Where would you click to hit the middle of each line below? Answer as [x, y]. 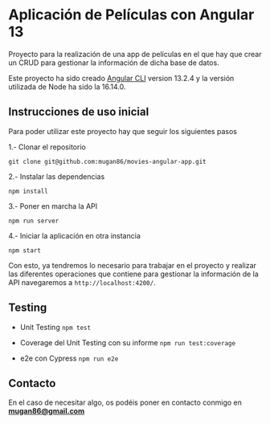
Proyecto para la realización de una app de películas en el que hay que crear [135, 54]
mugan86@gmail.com [47, 411]
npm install [28, 191]
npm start [25, 251]
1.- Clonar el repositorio [47, 147]
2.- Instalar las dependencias [57, 176]
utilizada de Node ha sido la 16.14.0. [67, 87]
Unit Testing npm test [55, 327]
